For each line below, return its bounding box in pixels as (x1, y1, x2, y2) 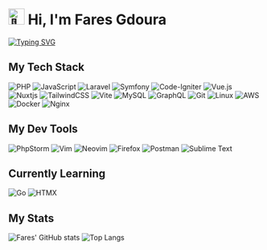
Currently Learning (8, 166, 106, 180)
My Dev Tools (8, 122, 78, 136)
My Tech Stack (8, 60, 84, 74)
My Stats (8, 211, 55, 225)
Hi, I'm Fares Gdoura (27, 10, 167, 29)
